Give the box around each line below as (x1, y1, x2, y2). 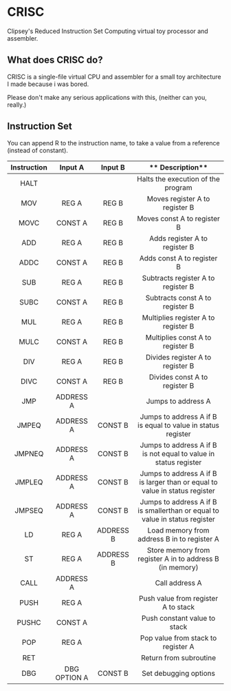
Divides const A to (148, 372, 208, 382)
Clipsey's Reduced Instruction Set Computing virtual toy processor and (7, 27, 208, 35)
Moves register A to (146, 194, 210, 203)
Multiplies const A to (145, 332, 212, 342)
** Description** (148, 163, 208, 172)
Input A (59, 163, 85, 172)
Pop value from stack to (140, 633, 217, 643)
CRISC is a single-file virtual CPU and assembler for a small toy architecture (7, 72, 221, 81)
